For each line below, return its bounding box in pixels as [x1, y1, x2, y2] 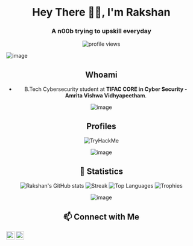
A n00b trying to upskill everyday [51, 27, 152, 35]
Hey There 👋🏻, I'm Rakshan [32, 5, 171, 19]
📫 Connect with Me [63, 212, 140, 222]
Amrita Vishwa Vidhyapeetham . [65, 92, 147, 99]
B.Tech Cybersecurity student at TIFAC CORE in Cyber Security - [24, 85, 188, 93]
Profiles [86, 121, 116, 131]
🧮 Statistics [79, 166, 124, 176]
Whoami [85, 69, 118, 80]
